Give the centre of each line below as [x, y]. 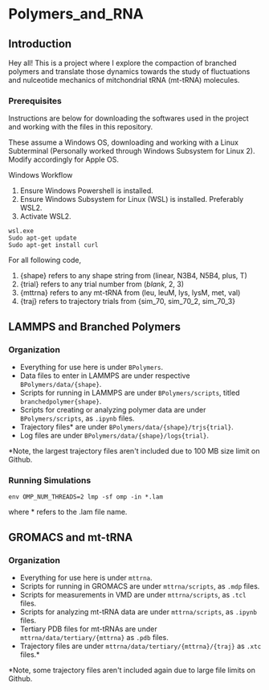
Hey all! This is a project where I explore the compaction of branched [122, 63]
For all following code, [45, 260]
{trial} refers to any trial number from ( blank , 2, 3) [102, 284]
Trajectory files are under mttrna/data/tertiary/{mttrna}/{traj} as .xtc [141, 646]
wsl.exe [21, 231]
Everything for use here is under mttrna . [86, 577]
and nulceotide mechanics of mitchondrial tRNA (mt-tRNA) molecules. [124, 80]
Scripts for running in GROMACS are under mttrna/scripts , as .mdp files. [140, 586]
